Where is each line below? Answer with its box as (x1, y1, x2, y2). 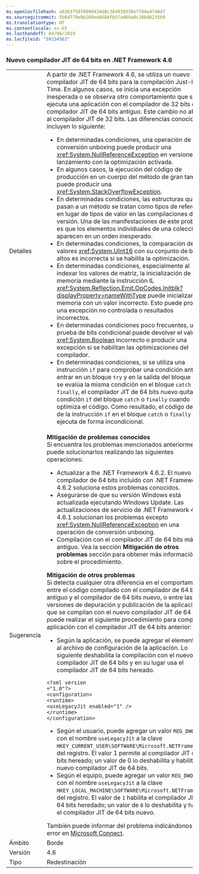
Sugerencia (9, 631, 41, 640)
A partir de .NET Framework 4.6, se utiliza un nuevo (46, 71, 190, 79)
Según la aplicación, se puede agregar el (56, 636, 171, 644)
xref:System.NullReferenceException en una (56, 520, 179, 529)
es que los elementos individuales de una (56, 225, 172, 233)
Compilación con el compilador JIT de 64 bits (56, 535, 184, 544)
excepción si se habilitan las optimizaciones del (56, 344, 189, 352)
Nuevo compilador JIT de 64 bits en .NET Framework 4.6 (6, 56, 173, 64)
